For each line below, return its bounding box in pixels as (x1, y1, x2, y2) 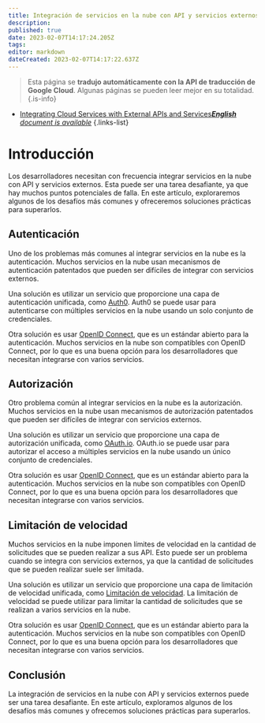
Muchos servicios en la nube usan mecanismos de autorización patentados (8, 407, 254, 416)
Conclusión (8, 668, 66, 682)
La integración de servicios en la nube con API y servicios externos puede (8, 689, 250, 699)
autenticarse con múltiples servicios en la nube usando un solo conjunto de (8, 305, 254, 315)
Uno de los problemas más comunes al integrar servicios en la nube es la (8, 248, 246, 258)
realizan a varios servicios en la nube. (8, 605, 132, 615)
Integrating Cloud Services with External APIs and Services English (19, 109, 237, 118)
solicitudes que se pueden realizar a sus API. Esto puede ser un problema (8, 548, 248, 557)
